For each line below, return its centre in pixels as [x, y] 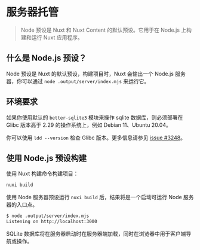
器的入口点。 [22, 205]
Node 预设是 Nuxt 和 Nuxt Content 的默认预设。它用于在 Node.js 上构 [106, 30]
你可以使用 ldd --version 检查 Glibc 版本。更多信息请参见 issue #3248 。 [96, 138]
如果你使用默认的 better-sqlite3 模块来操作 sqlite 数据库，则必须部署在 [95, 117]
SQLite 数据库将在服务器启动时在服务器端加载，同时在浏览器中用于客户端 [96, 234]
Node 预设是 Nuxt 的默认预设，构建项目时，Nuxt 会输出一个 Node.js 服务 [96, 74]
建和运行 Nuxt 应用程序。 [52, 37]
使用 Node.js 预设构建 [47, 158]
